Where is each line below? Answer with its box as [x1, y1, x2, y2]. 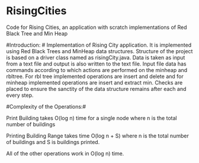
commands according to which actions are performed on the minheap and [6, 66, 188, 73]
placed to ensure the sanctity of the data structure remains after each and [6, 85, 187, 92]
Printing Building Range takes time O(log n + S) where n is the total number [6, 132, 190, 139]
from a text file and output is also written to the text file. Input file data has [6, 60, 187, 67]
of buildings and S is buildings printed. [6, 138, 100, 145]
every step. [6, 92, 34, 99]
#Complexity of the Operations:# [6, 103, 86, 110]
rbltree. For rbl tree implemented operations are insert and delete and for [6, 73, 184, 80]
